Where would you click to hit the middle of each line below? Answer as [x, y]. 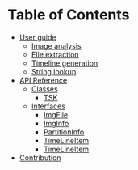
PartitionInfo [64, 132]
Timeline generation [65, 63]
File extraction [55, 54]
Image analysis [56, 45]
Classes [44, 89]
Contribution [40, 157]
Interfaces [48, 106]
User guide [38, 37]
